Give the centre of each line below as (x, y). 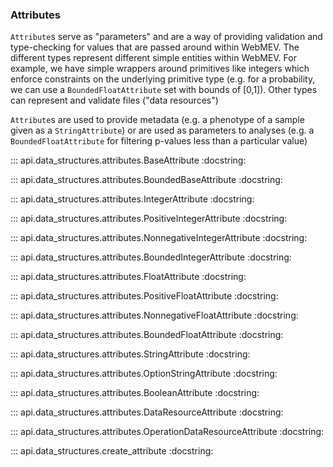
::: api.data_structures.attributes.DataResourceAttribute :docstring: (147, 412)
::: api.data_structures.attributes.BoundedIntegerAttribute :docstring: (151, 257)
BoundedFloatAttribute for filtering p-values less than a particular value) (159, 141)
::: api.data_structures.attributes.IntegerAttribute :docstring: (132, 199)
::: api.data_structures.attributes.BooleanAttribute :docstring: (135, 393)
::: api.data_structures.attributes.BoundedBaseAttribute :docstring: (146, 180)
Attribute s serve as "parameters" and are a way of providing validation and (166, 37)
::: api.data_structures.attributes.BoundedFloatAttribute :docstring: (147, 335)
